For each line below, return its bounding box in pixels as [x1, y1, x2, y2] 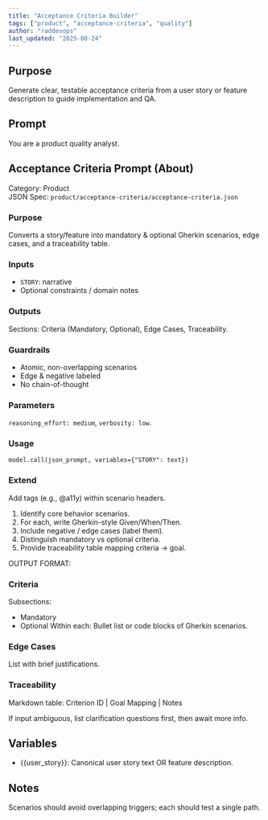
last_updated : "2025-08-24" [8, 34, 103, 43]
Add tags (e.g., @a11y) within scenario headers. [8, 492, 167, 503]
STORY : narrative [19, 277, 72, 286]
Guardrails [8, 344, 51, 355]
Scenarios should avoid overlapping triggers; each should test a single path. [8, 802, 261, 813]
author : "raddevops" [8, 27, 78, 35]
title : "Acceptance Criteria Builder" [8, 11, 138, 20]
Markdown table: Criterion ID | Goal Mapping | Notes [8, 698, 183, 707]
